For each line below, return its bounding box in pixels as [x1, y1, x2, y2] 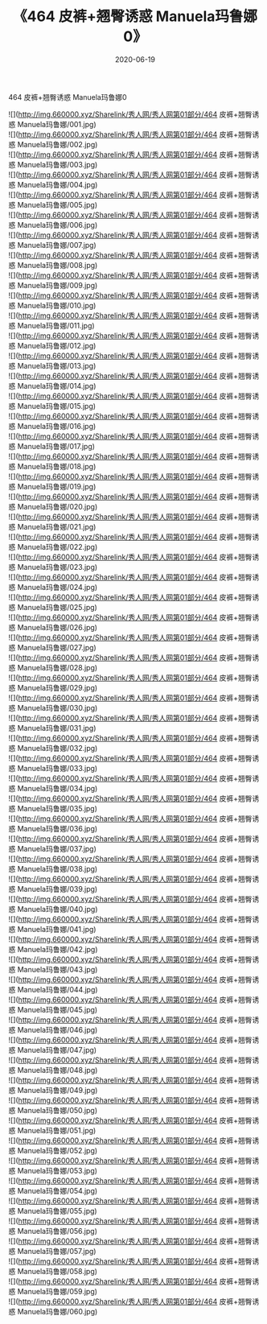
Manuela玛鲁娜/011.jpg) [17, 320, 95, 330]
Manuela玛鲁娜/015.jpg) [17, 401, 97, 410]
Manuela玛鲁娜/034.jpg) [17, 783, 98, 793]
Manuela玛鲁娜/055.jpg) [17, 1206, 98, 1215]
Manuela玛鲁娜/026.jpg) [17, 622, 98, 632]
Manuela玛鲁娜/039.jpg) [17, 884, 98, 893]
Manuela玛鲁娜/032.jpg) [17, 743, 98, 753]
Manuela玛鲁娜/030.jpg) [17, 703, 98, 712]
